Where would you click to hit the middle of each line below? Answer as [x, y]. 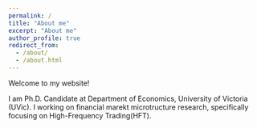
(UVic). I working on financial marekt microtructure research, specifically [128, 107]
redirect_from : [34, 46]
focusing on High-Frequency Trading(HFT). [80, 115]
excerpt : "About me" [43, 30]
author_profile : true [45, 38]
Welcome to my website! [49, 83]
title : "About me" [39, 23]
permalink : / [30, 16]
